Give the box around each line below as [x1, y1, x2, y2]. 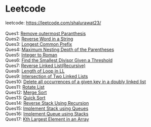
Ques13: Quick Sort [5, 94, 46, 101]
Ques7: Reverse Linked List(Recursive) [5, 62, 86, 69]
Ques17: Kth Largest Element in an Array [5, 116, 90, 122]
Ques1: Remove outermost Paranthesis [5, 30, 86, 36]
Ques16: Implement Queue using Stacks [5, 110, 89, 116]
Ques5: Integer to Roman [5, 51, 57, 58]
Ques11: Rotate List [5, 84, 45, 90]
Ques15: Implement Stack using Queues [5, 105, 89, 111]
